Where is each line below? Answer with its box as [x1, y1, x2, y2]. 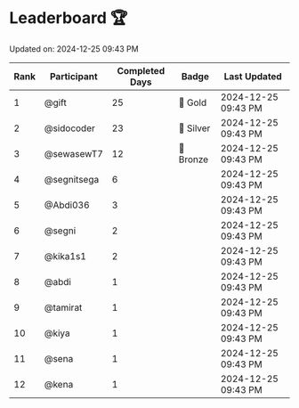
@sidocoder [44, 122, 96, 135]
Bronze [178, 153, 209, 166]
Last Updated [223, 69, 282, 82]
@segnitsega [44, 173, 100, 185]
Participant [49, 69, 98, 82]
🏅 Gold [178, 96, 207, 109]
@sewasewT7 [44, 147, 104, 159]
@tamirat [44, 301, 83, 314]
